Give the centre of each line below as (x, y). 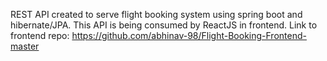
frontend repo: (40, 35)
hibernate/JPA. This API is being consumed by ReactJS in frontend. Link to (164, 25)
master (25, 46)
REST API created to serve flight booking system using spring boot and (156, 14)
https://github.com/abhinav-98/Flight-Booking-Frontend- (189, 35)
